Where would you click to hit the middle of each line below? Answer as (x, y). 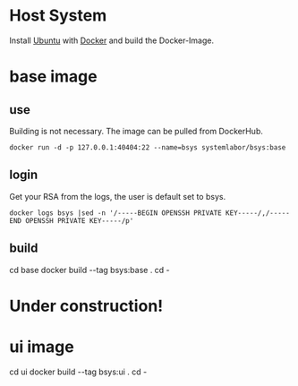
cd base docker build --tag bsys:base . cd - (89, 270)
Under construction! (86, 306)
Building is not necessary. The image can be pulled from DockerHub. (136, 131)
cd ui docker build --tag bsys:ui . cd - (78, 372)
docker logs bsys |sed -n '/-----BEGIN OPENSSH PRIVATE (115, 213)
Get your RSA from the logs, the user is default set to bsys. (118, 196)
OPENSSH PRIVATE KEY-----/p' (80, 220)
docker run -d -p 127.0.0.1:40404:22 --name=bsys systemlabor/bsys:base (148, 147)
